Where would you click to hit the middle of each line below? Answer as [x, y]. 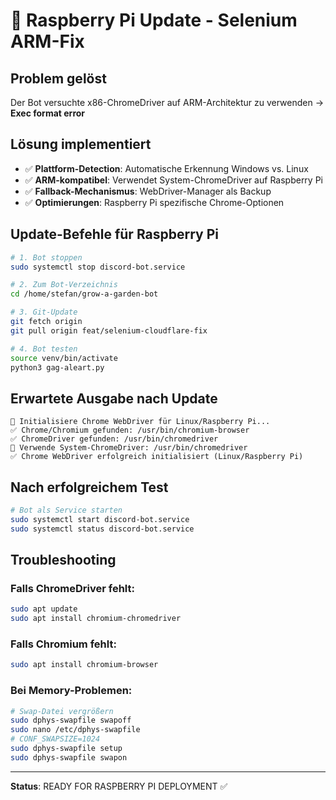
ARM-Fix [47, 41]
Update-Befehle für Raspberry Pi [115, 234]
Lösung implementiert [81, 144]
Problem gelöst [58, 78]
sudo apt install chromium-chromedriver [96, 619]
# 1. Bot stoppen [46, 257]
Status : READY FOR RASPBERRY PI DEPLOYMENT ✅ [119, 786]
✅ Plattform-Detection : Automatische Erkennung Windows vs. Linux [166, 168]
